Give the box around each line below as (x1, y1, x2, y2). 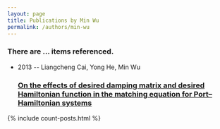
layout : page (7, 10, 46, 18)
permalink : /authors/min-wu (7, 23, 90, 30)
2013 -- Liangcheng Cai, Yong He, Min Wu (17, 63, 141, 71)
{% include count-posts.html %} (7, 113, 101, 122)
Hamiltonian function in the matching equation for (17, 89, 192, 99)
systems (61, 98, 92, 108)
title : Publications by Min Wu (7, 17, 99, 24)
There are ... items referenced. (7, 47, 114, 56)
